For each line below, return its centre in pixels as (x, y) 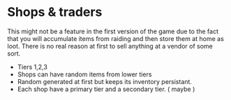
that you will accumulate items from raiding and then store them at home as (116, 38)
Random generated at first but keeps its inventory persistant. (104, 81)
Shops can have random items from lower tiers (84, 74)
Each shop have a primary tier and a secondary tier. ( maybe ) (106, 89)
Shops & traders (55, 12)
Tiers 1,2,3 (32, 67)
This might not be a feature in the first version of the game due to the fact (113, 31)
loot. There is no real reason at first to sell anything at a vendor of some (110, 46)
